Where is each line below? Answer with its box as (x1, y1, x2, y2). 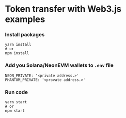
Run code (5, 89, 28, 96)
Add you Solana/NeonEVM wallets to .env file (5, 62, 114, 69)
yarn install (5, 42, 31, 47)
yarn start (5, 100, 27, 105)
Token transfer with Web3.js (5, 3, 122, 15)
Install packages (5, 31, 45, 38)
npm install (5, 51, 29, 56)
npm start (5, 108, 25, 113)
